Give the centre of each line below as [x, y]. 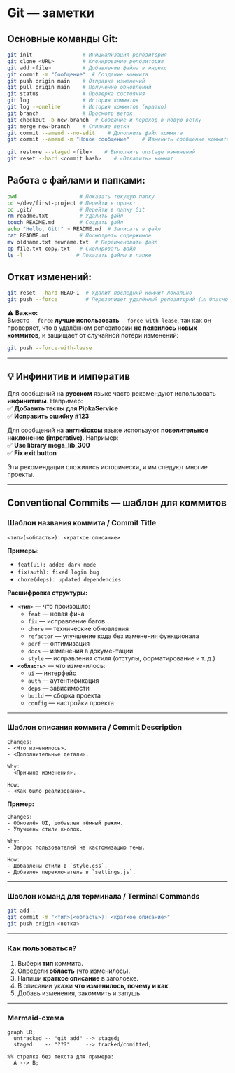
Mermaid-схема [36, 1018]
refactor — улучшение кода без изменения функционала [113, 636]
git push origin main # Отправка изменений [76, 81]
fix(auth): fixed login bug [58, 572]
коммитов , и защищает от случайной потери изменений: [93, 335]
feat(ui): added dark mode [57, 565]
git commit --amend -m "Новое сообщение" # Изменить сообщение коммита [119, 139]
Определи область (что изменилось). [74, 971]
